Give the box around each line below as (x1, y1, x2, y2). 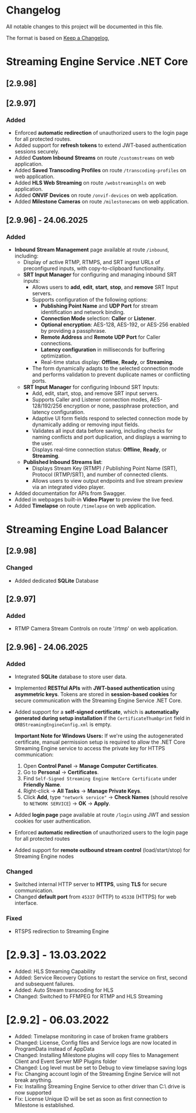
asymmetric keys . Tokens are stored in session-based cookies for (14, 691, 177, 698)
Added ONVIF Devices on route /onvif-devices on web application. (14, 192, 178, 199)
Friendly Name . (23, 781, 61, 788)
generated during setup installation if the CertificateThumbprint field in (14, 715, 190, 722)
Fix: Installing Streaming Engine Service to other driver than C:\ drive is (14, 1082, 185, 1089)
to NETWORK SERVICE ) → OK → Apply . (23, 800, 111, 807)
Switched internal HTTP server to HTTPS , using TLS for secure (14, 881, 167, 888)
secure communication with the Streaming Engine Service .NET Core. (14, 697, 183, 704)
